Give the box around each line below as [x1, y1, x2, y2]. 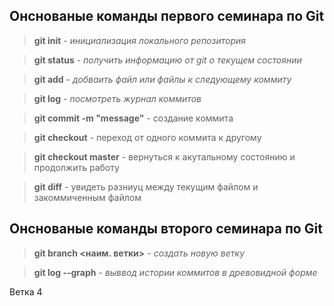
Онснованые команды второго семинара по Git [9, 220, 323, 238]
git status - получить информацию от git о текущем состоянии [33, 54, 302, 66]
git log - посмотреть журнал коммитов [33, 92, 202, 104]
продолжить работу [33, 161, 120, 173]
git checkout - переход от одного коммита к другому [33, 131, 262, 143]
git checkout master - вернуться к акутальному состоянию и [33, 150, 296, 163]
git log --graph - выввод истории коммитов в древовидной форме [33, 266, 318, 278]
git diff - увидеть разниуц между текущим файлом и [33, 180, 259, 193]
